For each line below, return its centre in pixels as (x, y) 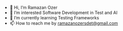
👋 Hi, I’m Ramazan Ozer (34, 8)
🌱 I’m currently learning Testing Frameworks (54, 18)
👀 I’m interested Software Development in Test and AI (63, 13)
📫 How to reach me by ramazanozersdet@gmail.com (64, 23)
